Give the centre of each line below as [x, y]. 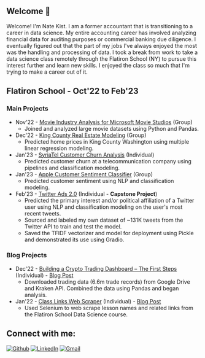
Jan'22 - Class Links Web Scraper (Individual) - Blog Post [88, 301]
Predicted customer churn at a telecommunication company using [108, 161]
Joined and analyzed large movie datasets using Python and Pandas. [112, 128]
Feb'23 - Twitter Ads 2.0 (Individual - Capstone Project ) [86, 193]
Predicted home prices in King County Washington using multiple [106, 141]
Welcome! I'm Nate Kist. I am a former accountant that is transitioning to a [100, 26]
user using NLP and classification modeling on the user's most [103, 207]
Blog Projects [27, 255]
